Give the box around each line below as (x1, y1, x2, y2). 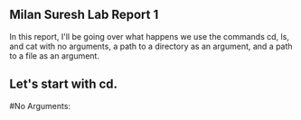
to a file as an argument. (9, 50, 99, 61)
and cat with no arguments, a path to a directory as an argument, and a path (9, 41, 293, 51)
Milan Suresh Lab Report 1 (9, 7, 159, 23)
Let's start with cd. (9, 77, 118, 92)
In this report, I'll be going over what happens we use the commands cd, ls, (9, 31, 289, 42)
